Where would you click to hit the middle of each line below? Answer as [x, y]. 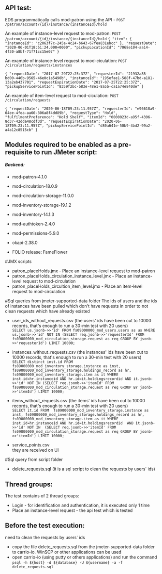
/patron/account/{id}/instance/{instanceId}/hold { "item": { [68, 39]
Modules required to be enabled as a [61, 145]
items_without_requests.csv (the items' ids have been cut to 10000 [78, 401]
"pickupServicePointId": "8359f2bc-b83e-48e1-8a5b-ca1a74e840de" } [74, 86]
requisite [19, 152]
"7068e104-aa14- [134, 47]
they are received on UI [35, 450]
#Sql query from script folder [34, 459]
